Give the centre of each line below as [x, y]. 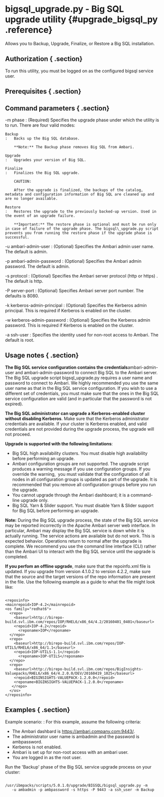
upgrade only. [35, 500]
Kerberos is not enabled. [37, 747]
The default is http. [24, 281]
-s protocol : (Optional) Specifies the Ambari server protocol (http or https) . [82, 275]
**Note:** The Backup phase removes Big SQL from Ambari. [74, 147]
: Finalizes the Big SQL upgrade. [42, 173]
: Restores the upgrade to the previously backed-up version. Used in [81, 211]
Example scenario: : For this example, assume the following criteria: [73, 722]
